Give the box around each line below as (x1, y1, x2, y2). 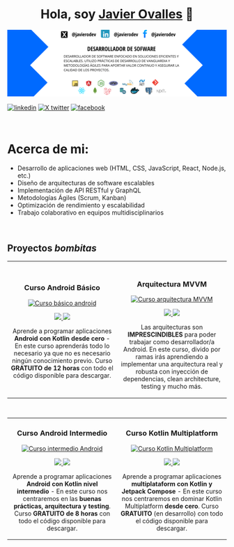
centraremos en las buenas (22, 494, 102, 502)
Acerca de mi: (7, 141, 89, 157)
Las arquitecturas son (141, 323, 203, 332)
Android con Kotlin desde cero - (13, 334, 111, 342)
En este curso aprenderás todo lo (15, 341, 110, 350)
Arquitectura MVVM (136, 279, 208, 288)
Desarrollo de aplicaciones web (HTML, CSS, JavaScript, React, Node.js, (17, 164, 226, 173)
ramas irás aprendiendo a (135, 353, 209, 361)
